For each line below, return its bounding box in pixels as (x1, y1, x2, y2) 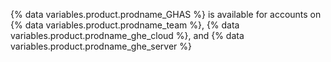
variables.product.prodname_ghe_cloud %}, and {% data (10, 30, 245, 41)
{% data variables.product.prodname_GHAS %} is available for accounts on (10, 9, 322, 20)
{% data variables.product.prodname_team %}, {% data (10, 19, 240, 31)
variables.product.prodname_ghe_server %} (10, 40, 192, 52)
